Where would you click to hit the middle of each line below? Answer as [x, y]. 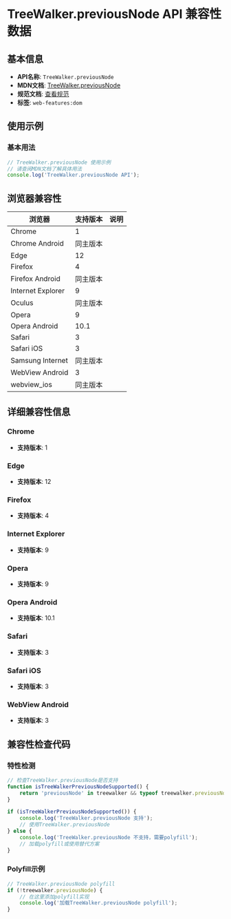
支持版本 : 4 [33, 516]
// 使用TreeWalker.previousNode [65, 825]
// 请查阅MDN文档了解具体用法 [45, 169]
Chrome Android [37, 244]
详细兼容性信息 [39, 411]
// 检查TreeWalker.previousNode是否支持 [63, 780]
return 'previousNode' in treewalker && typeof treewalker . [107, 793]
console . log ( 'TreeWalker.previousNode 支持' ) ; [86, 818]
